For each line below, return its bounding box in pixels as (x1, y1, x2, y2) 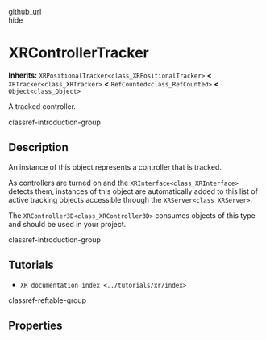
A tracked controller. (8, 101, 77, 111)
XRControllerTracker (8, 44, 149, 62)
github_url (8, 7, 42, 16)
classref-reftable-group (8, 295, 87, 305)
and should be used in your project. (8, 219, 127, 229)
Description (8, 141, 69, 154)
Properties (8, 318, 63, 332)
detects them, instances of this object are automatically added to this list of (8, 186, 258, 196)
